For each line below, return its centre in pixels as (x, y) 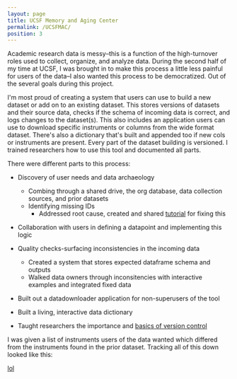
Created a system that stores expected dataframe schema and (119, 262)
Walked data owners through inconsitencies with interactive (115, 277)
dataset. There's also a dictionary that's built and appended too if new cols (116, 135)
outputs (39, 270)
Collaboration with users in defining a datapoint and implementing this (120, 228)
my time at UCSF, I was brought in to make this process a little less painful (115, 69)
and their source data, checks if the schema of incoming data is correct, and (119, 112)
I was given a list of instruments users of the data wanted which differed (112, 339)
